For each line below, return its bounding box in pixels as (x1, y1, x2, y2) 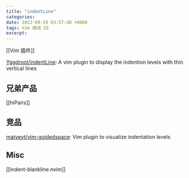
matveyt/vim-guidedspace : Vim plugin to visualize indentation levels (6, 133, 171, 140)
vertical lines (6, 65, 37, 72)
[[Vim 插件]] (6, 47, 35, 54)
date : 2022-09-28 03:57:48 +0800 (6, 19, 88, 25)
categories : (6, 14, 35, 20)
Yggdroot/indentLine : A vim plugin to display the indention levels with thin (6, 59, 183, 66)
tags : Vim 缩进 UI (6, 25, 49, 31)
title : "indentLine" (6, 8, 57, 15)
